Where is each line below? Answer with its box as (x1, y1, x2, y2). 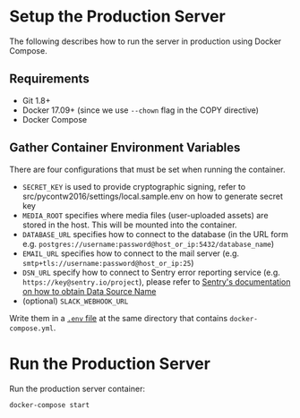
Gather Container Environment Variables (9, 141, 241, 156)
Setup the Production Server (9, 6, 226, 27)
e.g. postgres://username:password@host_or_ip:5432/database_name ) (21, 238, 275, 249)
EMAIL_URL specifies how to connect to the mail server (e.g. (21, 248, 240, 259)
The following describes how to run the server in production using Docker (9, 36, 282, 47)
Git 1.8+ (21, 95, 51, 106)
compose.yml (9, 324, 54, 333)
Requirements (9, 72, 90, 87)
